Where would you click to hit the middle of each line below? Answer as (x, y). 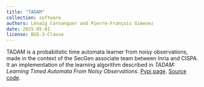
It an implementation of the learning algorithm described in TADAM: (91, 65)
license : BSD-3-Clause (35, 35)
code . (14, 78)
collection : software (34, 18)
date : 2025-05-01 (28, 29)
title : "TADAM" (26, 12)
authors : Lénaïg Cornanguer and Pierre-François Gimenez (80, 23)
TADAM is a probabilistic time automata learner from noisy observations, (97, 52)
